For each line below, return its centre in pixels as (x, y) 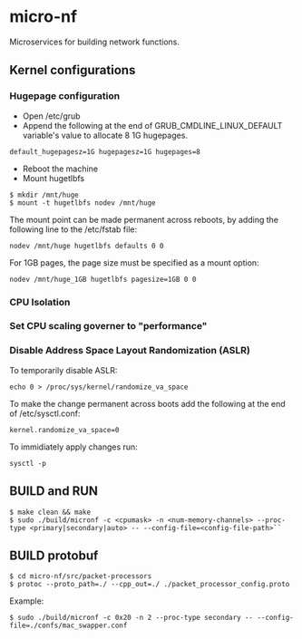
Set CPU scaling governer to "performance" (108, 326)
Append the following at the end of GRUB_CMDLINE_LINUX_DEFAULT (152, 125)
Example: (27, 601)
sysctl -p (28, 463)
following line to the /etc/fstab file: (73, 229)
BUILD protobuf (54, 555)
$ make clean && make (50, 512)
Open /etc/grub (51, 116)
